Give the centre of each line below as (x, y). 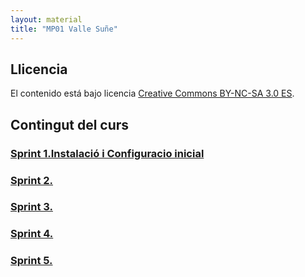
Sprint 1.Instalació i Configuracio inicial (107, 153)
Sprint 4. (32, 234)
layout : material (46, 19)
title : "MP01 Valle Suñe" (64, 29)
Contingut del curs (70, 124)
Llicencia (39, 69)
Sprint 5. (31, 261)
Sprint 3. (31, 207)
